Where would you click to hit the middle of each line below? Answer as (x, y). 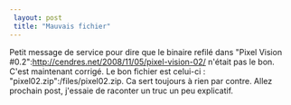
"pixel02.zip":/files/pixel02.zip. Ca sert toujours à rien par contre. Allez (141, 81)
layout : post (38, 18)
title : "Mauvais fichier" (62, 26)
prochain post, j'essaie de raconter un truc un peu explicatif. (121, 91)
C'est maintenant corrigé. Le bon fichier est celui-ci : (108, 71)
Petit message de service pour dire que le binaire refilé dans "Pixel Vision (146, 52)
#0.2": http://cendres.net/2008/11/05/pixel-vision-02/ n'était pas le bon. (142, 62)
